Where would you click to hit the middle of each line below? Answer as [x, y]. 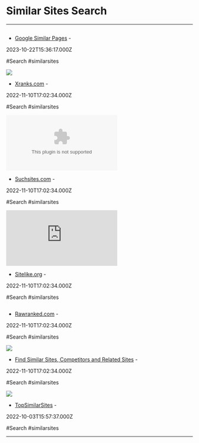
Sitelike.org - [30, 274]
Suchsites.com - [35, 179]
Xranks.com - [31, 84]
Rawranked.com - [36, 314]
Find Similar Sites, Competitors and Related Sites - [76, 359]
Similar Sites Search [57, 11]
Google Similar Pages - [43, 38]
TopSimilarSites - [36, 405]
